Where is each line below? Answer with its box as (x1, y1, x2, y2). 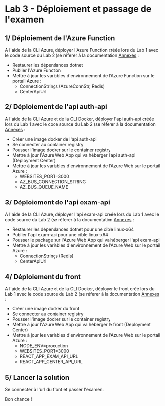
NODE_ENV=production (19, 343, 68, 349)
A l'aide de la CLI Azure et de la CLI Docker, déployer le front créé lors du (5, 286, 155, 292)
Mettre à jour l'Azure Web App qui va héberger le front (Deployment (12, 322, 151, 328)
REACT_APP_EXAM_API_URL (19, 353, 78, 359)
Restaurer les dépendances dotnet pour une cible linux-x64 (12, 226, 134, 232)
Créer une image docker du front (12, 306, 80, 312)
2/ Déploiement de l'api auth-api (5, 103, 108, 111)
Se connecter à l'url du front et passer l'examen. (5, 387, 104, 393)
